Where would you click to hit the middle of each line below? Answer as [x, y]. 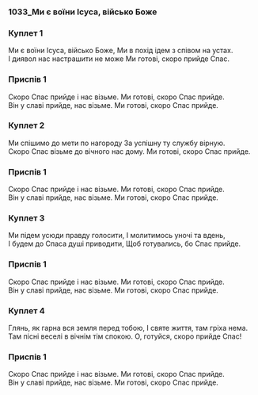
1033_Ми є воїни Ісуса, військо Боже [83, 12]
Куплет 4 [27, 310]
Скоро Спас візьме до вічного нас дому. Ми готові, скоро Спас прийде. [129, 151]
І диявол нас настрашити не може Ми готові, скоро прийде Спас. [119, 59]
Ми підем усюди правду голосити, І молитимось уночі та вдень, [117, 236]
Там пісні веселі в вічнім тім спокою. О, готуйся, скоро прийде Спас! [125, 336]
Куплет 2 [27, 125]
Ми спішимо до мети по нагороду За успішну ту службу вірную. [117, 143]
